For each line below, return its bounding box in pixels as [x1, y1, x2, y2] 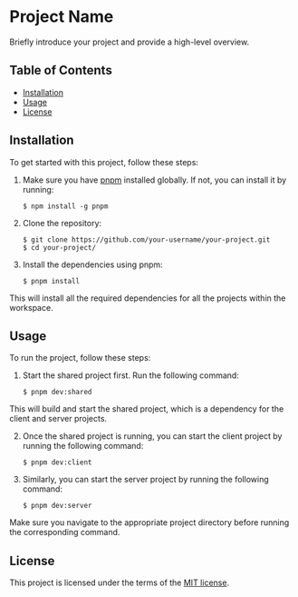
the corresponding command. [9, 527, 120, 538]
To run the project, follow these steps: [9, 353, 151, 363]
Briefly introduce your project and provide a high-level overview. [9, 36, 250, 47]
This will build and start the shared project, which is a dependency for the [9, 403, 284, 414]
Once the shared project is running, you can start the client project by [22, 431, 283, 442]
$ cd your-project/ [22, 243, 97, 252]
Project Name [9, 6, 114, 27]
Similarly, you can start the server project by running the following [22, 474, 269, 485]
